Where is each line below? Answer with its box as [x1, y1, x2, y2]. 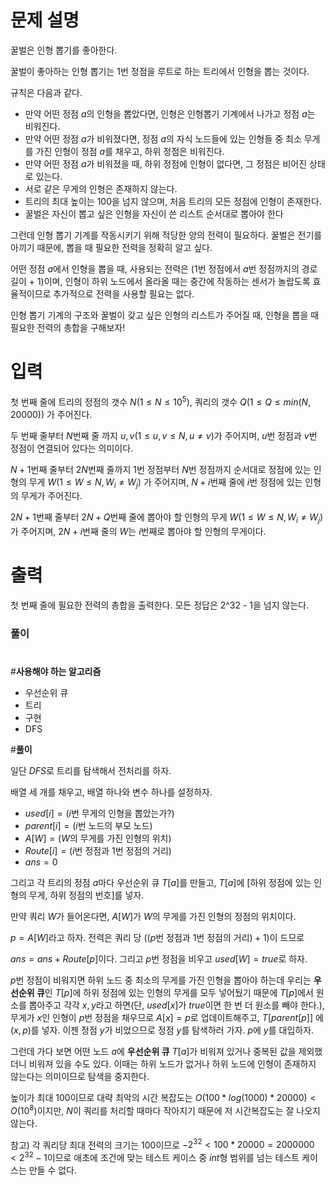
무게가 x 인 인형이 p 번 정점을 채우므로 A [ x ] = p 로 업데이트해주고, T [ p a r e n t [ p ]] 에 [10, 1012, 324, 1024]
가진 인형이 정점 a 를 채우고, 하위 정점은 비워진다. [35, 145, 225, 157]
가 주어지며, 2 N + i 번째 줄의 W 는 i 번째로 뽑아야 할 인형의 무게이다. [10, 526, 267, 538]
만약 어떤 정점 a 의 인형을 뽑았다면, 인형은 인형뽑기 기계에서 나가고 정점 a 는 [24, 107, 316, 120]
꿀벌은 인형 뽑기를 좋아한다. [10, 44, 118, 56]
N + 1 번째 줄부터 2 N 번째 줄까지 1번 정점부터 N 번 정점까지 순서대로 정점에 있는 [10, 463, 312, 475]
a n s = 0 [24, 856, 58, 868]
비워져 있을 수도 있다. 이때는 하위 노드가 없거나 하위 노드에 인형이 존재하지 [28, 1058, 317, 1070]
